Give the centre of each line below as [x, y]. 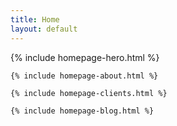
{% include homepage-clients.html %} [89, 93]
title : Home [35, 19]
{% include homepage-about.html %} [84, 76]
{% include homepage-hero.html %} [85, 57]
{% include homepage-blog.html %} [82, 111]
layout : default [44, 29]
